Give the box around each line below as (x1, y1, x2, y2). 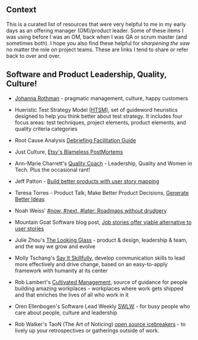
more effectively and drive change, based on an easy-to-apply (14, 260, 168, 267)
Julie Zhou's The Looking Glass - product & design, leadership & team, (14, 236, 188, 244)
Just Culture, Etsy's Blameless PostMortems (14, 148, 123, 155)
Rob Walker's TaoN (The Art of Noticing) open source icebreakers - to (14, 320, 186, 327)
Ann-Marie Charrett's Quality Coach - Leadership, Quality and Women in (14, 160, 193, 167)
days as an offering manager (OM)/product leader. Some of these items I (6, 27, 184, 34)
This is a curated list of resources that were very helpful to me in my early (6, 20, 186, 27)
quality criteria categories (14, 125, 78, 132)
